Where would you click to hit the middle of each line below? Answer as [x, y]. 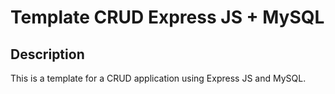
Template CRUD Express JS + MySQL [167, 17]
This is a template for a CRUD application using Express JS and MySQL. [158, 78]
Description [47, 54]
